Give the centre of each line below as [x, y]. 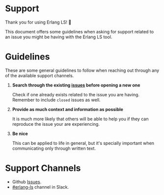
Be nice [20, 134]
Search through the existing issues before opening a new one [76, 85]
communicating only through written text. [54, 148]
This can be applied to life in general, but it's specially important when [83, 143]
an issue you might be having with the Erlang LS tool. [59, 37]
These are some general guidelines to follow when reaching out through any [82, 70]
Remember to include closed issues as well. [56, 100]
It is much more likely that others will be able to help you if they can [80, 119]
